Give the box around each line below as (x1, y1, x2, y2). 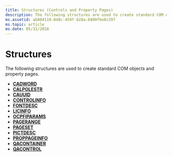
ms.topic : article (5, 21, 45, 27)
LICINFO (12, 108, 31, 114)
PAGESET (12, 124, 34, 130)
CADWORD (12, 81, 37, 87)
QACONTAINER (12, 141, 46, 147)
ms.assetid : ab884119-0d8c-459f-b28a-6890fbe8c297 (5, 17, 116, 22)
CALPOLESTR (12, 86, 43, 93)
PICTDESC (12, 130, 36, 136)
